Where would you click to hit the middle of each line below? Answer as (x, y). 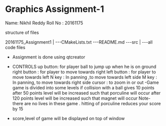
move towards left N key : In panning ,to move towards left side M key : (84, 77)
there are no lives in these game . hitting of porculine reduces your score (86, 103)
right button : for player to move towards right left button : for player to (84, 72)
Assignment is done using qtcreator (49, 57)
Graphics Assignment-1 (55, 9)
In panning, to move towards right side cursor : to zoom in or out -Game (85, 82)
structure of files (22, 32)
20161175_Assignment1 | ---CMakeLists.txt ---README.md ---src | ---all (79, 42)
